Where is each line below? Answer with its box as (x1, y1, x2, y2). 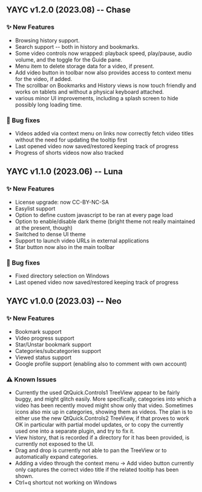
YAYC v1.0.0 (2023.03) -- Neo (6, 296, 122, 306)
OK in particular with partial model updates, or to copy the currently (15, 421, 184, 428)
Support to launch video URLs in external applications (15, 237, 149, 244)
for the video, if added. (15, 75, 73, 82)
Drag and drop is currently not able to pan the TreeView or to (15, 447, 167, 454)
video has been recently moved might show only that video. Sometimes (15, 401, 194, 409)
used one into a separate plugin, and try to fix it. (15, 427, 135, 435)
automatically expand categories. (15, 453, 99, 460)
